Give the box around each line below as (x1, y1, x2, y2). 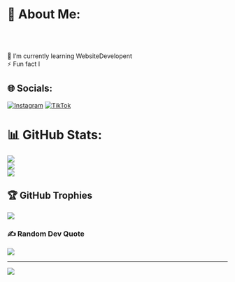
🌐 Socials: (7, 83, 53, 94)
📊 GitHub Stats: (7, 127, 103, 143)
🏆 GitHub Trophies (7, 190, 93, 202)
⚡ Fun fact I (7, 59, 41, 68)
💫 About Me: (7, 6, 81, 22)
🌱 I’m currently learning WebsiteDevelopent (7, 52, 133, 60)
